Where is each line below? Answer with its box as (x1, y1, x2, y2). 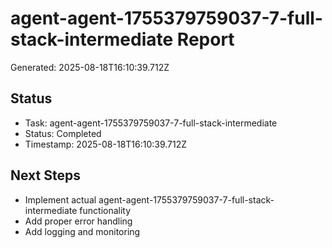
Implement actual (24, 193, 97, 206)
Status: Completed (24, 127, 102, 139)
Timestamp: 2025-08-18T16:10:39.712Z (24, 138, 188, 150)
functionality (79, 204, 132, 216)
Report (176, 28, 235, 51)
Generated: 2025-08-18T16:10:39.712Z (10, 61, 170, 73)
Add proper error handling (24, 215, 133, 227)
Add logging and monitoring (24, 225, 141, 237)
